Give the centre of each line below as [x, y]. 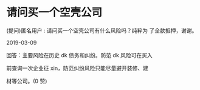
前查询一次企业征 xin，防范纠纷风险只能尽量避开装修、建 [78, 68]
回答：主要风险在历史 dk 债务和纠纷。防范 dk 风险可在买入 [80, 55]
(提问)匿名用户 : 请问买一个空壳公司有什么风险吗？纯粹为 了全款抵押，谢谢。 [102, 30]
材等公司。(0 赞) [27, 81]
